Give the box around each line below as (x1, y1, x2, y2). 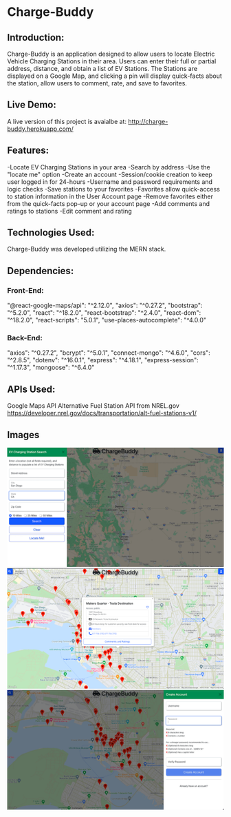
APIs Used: (7, 383, 56, 395)
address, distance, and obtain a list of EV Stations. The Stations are (7, 65, 198, 72)
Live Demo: (7, 99, 56, 111)
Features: (7, 145, 49, 156)
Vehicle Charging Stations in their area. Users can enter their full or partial (7, 57, 217, 65)
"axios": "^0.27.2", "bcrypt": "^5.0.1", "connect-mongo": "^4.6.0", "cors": (7, 349, 211, 357)
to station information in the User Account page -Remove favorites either (7, 192, 214, 200)
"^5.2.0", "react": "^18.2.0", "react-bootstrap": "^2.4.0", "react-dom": (7, 309, 201, 317)
